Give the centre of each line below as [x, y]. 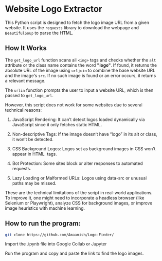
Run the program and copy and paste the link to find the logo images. [74, 253]
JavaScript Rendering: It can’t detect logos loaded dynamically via [78, 119]
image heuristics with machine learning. [45, 208]
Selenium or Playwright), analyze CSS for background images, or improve [79, 203]
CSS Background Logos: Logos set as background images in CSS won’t [84, 149]
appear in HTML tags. [35, 154]
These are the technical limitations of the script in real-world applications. [79, 192]
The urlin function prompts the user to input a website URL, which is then [79, 90]
